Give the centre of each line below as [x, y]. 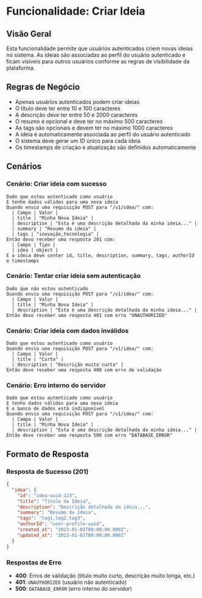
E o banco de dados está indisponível [55, 409]
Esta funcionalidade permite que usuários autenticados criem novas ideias [100, 48]
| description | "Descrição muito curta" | [68, 365]
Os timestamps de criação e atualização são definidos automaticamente [106, 147]
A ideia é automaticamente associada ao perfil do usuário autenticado [103, 134]
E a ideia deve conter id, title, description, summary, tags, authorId [100, 255]
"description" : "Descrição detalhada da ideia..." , [84, 507]
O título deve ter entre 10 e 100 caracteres [68, 108]
